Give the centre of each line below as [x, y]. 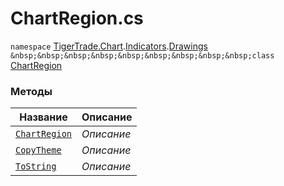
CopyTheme [38, 150]
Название [43, 117]
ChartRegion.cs [77, 18]
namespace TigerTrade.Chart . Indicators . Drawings [109, 46]
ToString [36, 166]
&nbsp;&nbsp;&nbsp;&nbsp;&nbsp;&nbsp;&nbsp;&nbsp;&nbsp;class [142, 55]
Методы [31, 91]
